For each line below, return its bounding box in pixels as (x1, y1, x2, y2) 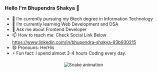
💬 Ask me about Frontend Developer (11, 26, 87, 32)
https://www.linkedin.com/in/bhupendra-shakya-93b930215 (11, 39, 136, 45)
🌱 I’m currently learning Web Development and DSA (11, 21, 118, 27)
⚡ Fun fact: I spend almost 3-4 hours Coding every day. (11, 50, 126, 56)
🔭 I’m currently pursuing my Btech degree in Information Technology (11, 16, 153, 22)
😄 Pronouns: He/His (11, 44, 54, 50)
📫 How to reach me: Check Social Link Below (11, 32, 107, 38)
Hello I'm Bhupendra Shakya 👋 (4, 4, 80, 11)
